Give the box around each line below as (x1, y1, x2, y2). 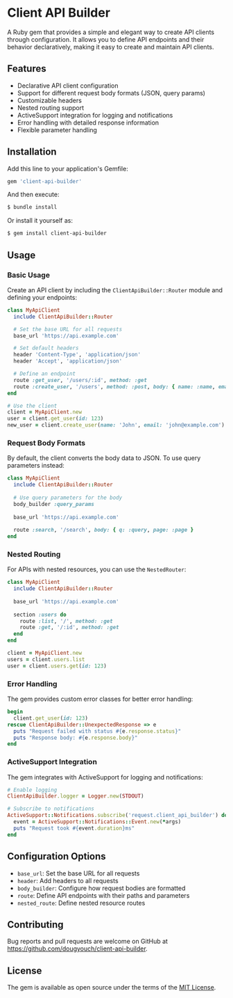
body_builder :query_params (13, 500, 95, 507)
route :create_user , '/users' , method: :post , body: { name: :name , (13, 383, 216, 390)
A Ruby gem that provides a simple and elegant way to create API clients (7, 28, 215, 36)
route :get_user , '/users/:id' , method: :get (13, 377, 148, 383)
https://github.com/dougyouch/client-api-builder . (7, 944, 148, 953)
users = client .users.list (7, 656, 85, 663)
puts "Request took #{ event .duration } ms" (13, 825, 135, 832)
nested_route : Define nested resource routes (17, 898, 146, 907)
